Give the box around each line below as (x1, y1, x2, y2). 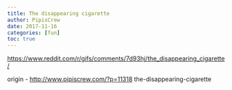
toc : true (7, 36, 36, 43)
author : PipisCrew (7, 16, 60, 23)
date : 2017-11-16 (7, 23, 57, 30)
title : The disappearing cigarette (7, 10, 110, 17)
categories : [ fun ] (7, 29, 60, 36)
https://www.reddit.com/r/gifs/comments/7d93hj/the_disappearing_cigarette (7, 54, 225, 63)
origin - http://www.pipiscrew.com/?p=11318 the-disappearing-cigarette (7, 75, 212, 83)
